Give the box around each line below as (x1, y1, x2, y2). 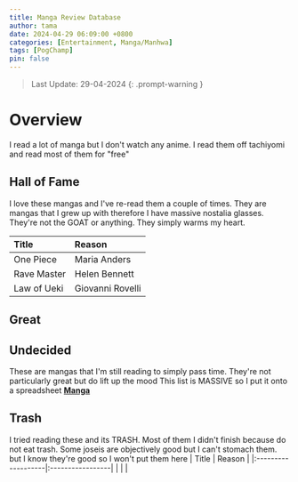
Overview (9, 110, 83, 130)
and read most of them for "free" (9, 149, 130, 159)
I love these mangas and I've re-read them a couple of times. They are (9, 197, 267, 209)
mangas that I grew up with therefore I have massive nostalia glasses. (9, 207, 264, 218)
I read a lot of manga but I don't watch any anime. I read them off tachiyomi (9, 139, 286, 149)
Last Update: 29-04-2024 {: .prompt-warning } (30, 79, 204, 89)
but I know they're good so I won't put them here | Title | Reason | (9, 453, 250, 463)
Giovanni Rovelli (74, 282, 141, 294)
